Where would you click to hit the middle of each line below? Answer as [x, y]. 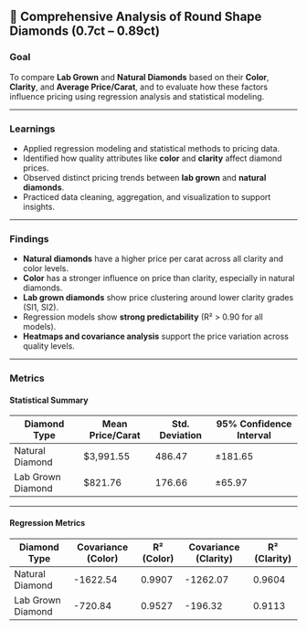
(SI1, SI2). [41, 308]
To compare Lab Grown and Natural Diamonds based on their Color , [139, 77]
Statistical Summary [49, 400]
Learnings [32, 129]
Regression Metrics [48, 523]
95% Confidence [254, 424]
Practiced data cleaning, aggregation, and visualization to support [147, 196]
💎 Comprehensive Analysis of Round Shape [136, 17]
